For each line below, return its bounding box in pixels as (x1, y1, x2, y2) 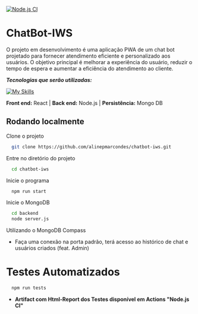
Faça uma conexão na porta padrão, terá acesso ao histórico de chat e (14, 238, 188, 246)
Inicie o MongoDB (6, 199, 50, 206)
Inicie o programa (6, 177, 49, 184)
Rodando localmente (6, 116, 84, 127)
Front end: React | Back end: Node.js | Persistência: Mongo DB (6, 99, 164, 106)
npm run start (11, 188, 46, 194)
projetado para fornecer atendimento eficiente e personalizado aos (6, 52, 171, 59)
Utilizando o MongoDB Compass (6, 227, 86, 234)
